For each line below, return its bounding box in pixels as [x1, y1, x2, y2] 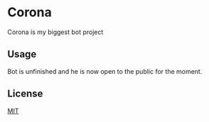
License [7, 88, 43, 100]
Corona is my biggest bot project [7, 28, 104, 36]
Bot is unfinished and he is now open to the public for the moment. [7, 67, 203, 75]
